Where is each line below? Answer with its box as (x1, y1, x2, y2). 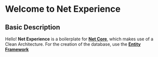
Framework (5, 47, 29, 52)
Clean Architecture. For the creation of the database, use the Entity (5, 41, 141, 47)
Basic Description (5, 23, 60, 31)
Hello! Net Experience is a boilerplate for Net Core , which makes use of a (5, 36, 154, 42)
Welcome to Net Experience (5, 3, 121, 15)
